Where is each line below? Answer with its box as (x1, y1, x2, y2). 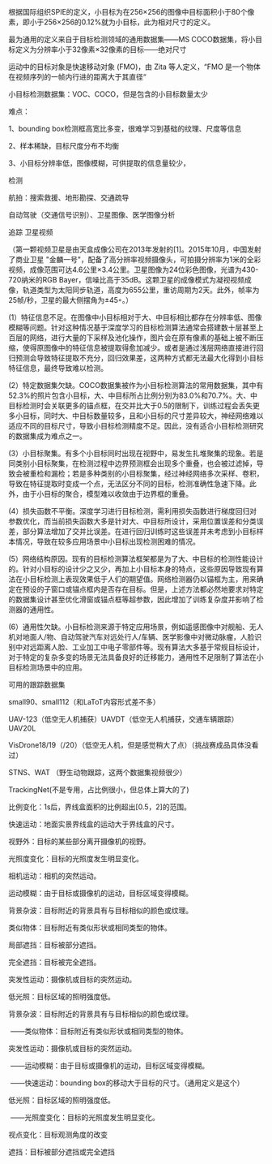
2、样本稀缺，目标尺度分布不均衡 (8, 141, 120, 150)
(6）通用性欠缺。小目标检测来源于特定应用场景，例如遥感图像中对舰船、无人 (8, 622, 264, 632)
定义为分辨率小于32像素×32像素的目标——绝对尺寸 (15, 45, 187, 54)
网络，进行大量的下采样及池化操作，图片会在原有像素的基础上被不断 (29, 333, 257, 343)
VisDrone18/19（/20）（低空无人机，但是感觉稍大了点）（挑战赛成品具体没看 (8, 740, 259, 749)
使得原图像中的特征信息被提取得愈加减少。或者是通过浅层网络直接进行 (22, 343, 257, 352)
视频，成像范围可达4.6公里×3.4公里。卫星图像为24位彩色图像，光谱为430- (8, 265, 259, 274)
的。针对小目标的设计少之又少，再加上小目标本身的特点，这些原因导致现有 (8, 564, 257, 574)
